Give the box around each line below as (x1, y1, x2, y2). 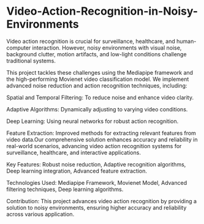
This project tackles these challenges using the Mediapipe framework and (6, 69, 194, 76)
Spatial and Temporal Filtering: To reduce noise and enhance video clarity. (6, 94, 194, 101)
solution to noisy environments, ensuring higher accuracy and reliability (6, 204, 187, 211)
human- (176, 37, 197, 45)
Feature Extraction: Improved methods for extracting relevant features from (6, 129, 196, 136)
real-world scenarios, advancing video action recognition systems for (6, 142, 182, 149)
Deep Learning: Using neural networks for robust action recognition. (6, 118, 179, 125)
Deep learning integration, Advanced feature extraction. (6, 167, 148, 174)
